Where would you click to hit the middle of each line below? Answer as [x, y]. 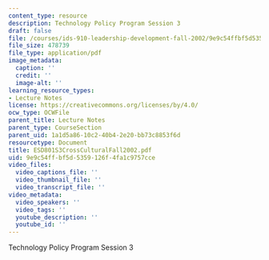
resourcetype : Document [48, 142]
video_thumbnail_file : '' [59, 180]
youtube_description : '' [57, 217]
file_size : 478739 [39, 46]
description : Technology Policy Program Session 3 [94, 23]
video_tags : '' [41, 209]
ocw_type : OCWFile [39, 113]
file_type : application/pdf [55, 53]
